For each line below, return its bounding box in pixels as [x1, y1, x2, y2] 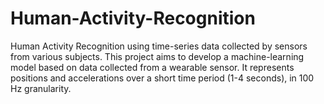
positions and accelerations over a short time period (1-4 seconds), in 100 [10, 72, 315, 84]
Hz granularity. [10, 82, 72, 94]
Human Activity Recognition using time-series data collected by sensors [10, 40, 308, 52]
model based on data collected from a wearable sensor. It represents [10, 61, 295, 73]
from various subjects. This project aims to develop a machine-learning [10, 50, 305, 62]
